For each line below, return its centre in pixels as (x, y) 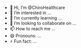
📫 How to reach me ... (32, 29)
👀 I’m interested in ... (30, 13)
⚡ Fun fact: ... (23, 41)
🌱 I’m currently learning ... (36, 18)
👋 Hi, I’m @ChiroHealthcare (37, 8)
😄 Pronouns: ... (26, 36)
